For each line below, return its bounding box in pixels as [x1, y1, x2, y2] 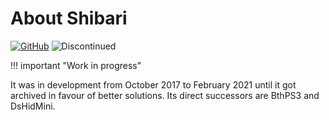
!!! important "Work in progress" [10, 59, 142, 71]
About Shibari [10, 7, 128, 30]
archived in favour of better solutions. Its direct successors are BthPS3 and [10, 89, 320, 101]
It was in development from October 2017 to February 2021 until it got [10, 78, 297, 91]
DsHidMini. [10, 100, 56, 112]
